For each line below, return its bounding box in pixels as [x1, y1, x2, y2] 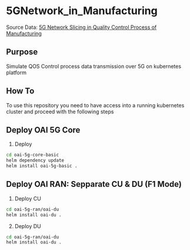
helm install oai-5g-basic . [6, 163, 78, 169]
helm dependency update [6, 157, 65, 163]
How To [6, 86, 35, 96]
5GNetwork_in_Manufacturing [6, 4, 158, 18]
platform [6, 69, 26, 76]
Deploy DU [14, 222, 41, 229]
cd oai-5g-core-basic [6, 152, 59, 158]
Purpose [6, 47, 38, 57]
